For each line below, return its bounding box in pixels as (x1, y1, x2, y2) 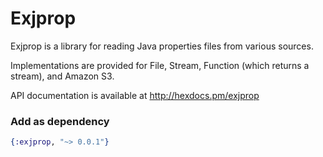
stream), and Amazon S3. (10, 70, 115, 82)
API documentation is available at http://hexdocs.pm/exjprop (10, 89, 260, 101)
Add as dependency (10, 114, 110, 128)
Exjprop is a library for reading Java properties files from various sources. (10, 40, 314, 52)
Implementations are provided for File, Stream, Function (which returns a (10, 59, 310, 71)
